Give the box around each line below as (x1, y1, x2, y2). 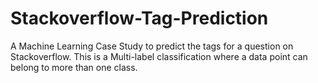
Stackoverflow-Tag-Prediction (10, 7, 269, 30)
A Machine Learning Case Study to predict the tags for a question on (10, 40, 294, 52)
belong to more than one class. (10, 61, 138, 73)
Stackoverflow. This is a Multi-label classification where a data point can (10, 50, 308, 62)
